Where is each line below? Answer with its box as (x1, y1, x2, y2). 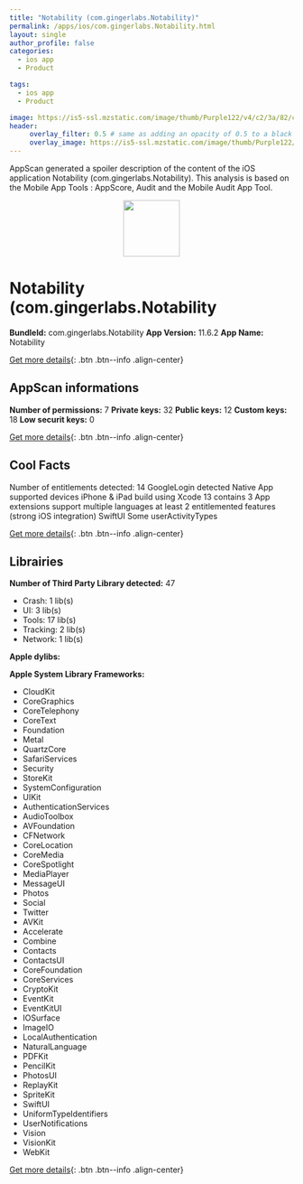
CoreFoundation (22, 965, 83, 975)
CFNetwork (22, 830, 66, 841)
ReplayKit (22, 1080, 59, 1091)
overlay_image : (29, 138, 87, 147)
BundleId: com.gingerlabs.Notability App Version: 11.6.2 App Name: (9, 327, 264, 338)
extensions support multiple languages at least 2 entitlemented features (9, 500, 277, 511)
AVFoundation (22, 821, 75, 832)
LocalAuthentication (22, 1031, 97, 1043)
